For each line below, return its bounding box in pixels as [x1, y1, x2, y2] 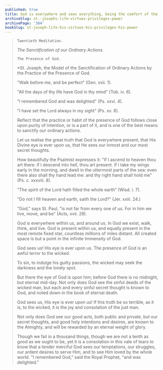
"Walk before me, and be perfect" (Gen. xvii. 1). [17, 80, 112, 86]
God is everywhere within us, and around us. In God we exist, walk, [17, 220, 152, 226]
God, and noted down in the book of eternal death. [17, 290, 119, 296]
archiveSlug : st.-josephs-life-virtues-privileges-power [5, 16, 123, 21]
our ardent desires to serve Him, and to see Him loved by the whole [17, 349, 152, 355]
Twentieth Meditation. [17, 38, 63, 44]
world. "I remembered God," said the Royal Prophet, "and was [17, 354, 141, 360]
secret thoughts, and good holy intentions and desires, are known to [17, 319, 154, 325]
